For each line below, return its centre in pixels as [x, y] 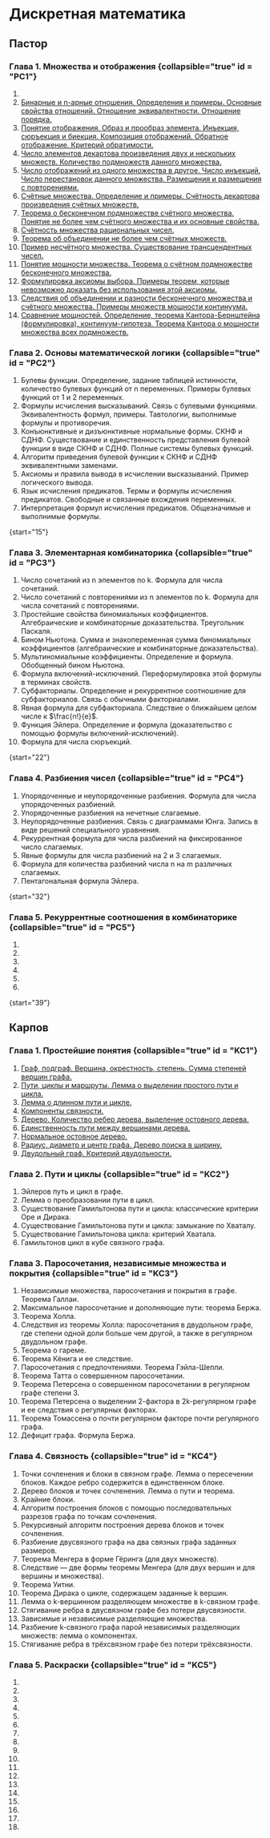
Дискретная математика [98, 14]
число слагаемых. [52, 847]
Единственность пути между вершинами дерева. [105, 1127]
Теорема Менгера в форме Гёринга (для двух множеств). [120, 1558]
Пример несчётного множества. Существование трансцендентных [136, 247]
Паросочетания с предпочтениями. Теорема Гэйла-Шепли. [123, 1368]
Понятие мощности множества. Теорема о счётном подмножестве [137, 264]
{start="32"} [30, 896]
